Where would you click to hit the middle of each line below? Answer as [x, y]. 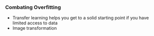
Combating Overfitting [33, 7]
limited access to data [35, 23]
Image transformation [35, 28]
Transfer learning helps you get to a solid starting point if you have [81, 18]
